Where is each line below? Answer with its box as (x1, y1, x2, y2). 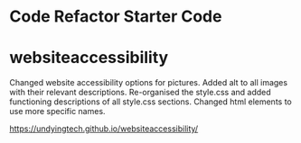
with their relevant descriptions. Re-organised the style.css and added (9, 87, 271, 98)
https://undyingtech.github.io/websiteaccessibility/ (9, 123, 199, 134)
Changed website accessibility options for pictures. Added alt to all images (9, 77, 287, 88)
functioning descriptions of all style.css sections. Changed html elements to (9, 96, 292, 107)
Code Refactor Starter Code (9, 6, 222, 27)
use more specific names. (9, 106, 106, 117)
